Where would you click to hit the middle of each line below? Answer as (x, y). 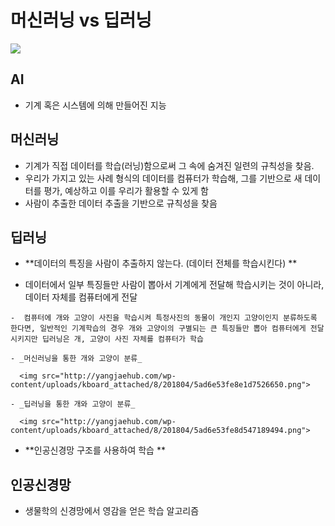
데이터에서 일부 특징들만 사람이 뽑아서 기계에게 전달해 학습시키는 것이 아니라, (174, 285)
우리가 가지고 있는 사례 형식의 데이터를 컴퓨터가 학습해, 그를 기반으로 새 (163, 178)
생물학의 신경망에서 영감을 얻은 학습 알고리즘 (112, 511)
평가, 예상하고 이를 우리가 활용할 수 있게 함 (126, 190)
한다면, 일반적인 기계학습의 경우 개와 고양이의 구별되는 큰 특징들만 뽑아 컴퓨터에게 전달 (167, 329)
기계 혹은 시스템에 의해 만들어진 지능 (95, 105)
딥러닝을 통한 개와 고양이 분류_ (79, 404)
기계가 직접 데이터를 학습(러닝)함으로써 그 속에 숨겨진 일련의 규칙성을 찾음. (169, 165)
